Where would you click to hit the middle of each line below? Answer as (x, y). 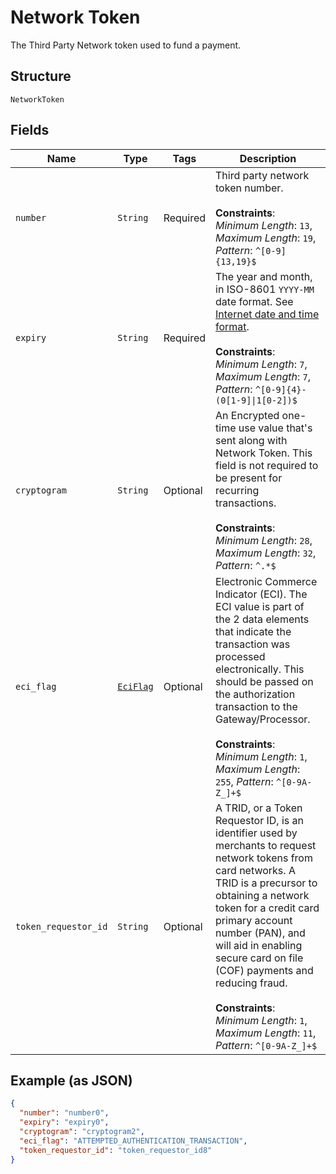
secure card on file (259, 958)
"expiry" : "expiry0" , (64, 1122)
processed (240, 656)
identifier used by (256, 833)
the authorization (255, 694)
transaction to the (256, 706)
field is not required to (267, 465)
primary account (254, 920)
